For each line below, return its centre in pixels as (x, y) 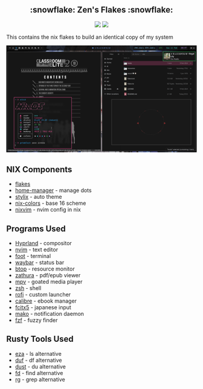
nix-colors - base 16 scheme (50, 203)
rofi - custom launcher (43, 294)
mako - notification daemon (50, 313)
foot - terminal (33, 256)
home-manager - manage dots (53, 190)
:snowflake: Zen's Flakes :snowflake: (101, 10)
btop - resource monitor (45, 269)
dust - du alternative (40, 366)
